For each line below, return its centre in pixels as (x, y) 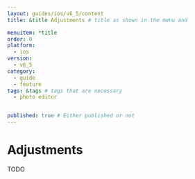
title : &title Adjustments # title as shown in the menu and (97, 20)
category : (22, 71)
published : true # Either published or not (71, 116)
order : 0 (20, 39)
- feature (27, 84)
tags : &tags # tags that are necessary (65, 91)
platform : (22, 46)
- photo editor (35, 97)
